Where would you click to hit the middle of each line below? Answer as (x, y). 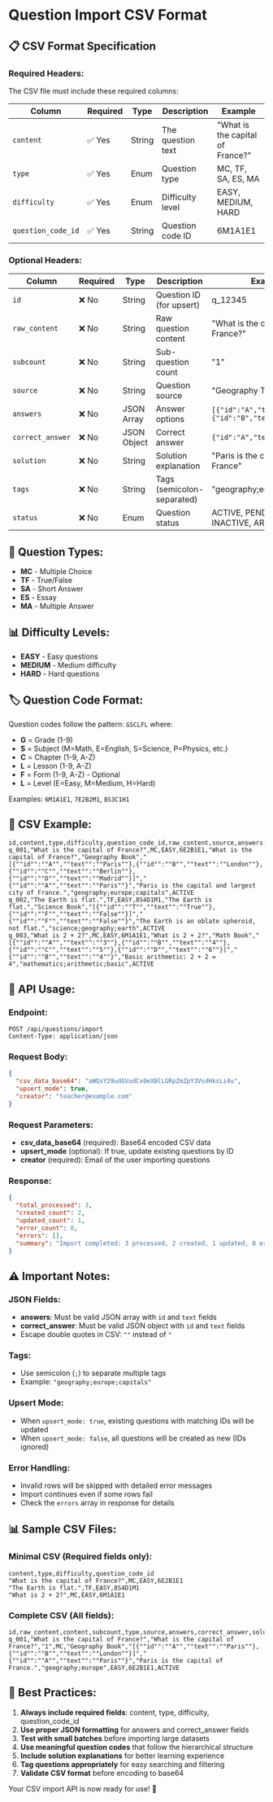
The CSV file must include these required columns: (93, 90)
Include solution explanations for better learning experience (122, 1756)
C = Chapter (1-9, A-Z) (58, 757)
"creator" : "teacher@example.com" (74, 1097)
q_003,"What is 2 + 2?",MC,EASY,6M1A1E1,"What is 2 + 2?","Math (119, 936)
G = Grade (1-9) (46, 739)
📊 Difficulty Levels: (59, 633)
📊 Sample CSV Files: (63, 1530)
